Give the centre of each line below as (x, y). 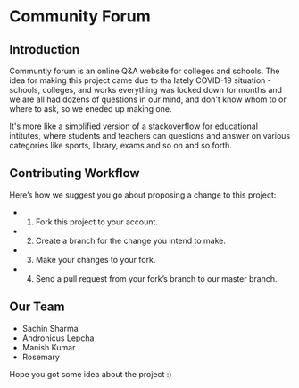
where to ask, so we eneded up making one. (91, 109)
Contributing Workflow (75, 173)
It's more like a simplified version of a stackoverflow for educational (134, 126)
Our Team (37, 307)
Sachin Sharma (50, 328)
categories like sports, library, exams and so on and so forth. (120, 145)
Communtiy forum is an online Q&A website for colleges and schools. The (145, 71)
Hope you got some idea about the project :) (91, 374)
